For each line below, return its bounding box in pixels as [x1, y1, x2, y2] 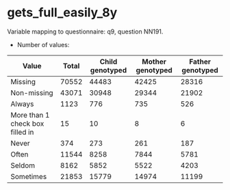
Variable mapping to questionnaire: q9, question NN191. [7, 27, 164, 36]
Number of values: [16, 40, 70, 49]
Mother [142, 57, 166, 66]
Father [189, 57, 211, 66]
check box [10, 118, 44, 128]
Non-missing [10, 87, 53, 97]
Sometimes [10, 172, 47, 181]
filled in [10, 127, 34, 137]
